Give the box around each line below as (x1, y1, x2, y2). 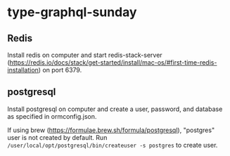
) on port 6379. (38, 66, 82, 74)
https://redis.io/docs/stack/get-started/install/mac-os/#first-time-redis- (9, 58, 217, 67)
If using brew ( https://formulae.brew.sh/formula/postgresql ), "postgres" (7, 126, 215, 134)
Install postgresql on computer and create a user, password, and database (7, 105, 223, 113)
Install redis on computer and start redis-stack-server (7, 51, 163, 59)
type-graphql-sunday (7, 4, 137, 20)
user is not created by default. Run (7, 133, 108, 141)
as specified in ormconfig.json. (7, 112, 97, 120)
